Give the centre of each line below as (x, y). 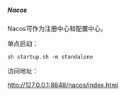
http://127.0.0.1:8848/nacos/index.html (63, 85)
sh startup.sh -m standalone (50, 56)
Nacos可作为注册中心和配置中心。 (57, 28)
